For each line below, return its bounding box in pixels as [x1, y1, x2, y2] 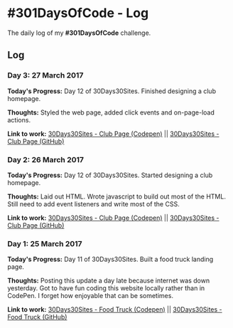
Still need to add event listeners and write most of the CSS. [7, 199, 180, 208]
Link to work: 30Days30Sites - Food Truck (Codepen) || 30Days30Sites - [7, 305, 222, 314]
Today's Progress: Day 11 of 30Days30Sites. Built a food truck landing [7, 255, 214, 264]
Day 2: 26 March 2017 [7, 154, 84, 164]
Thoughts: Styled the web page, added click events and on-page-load [7, 108, 215, 117]
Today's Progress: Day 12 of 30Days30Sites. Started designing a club [7, 171, 213, 179]
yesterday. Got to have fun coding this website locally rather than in [7, 284, 205, 292]
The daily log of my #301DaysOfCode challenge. [7, 28, 151, 37]
